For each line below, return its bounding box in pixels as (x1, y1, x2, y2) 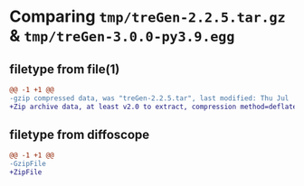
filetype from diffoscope (9, 127, 150, 143)
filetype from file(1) (9, 61, 120, 77)
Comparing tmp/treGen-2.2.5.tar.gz (9, 6, 287, 27)
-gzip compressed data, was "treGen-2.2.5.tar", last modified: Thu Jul (9, 93, 290, 103)
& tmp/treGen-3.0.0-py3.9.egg (9, 25, 235, 46)
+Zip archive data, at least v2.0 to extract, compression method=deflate (9, 102, 298, 111)
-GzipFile (9, 160, 47, 169)
